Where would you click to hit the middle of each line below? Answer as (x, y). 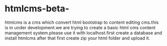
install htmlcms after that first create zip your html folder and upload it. (77, 38)
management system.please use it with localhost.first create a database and (83, 33)
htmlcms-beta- (37, 9)
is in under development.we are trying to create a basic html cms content (80, 27)
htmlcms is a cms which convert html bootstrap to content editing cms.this (82, 22)
